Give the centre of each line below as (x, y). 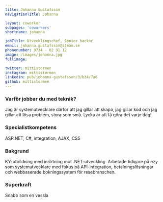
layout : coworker (23, 23)
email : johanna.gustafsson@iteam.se (42, 46)
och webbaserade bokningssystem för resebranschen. (60, 172)
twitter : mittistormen (28, 68)
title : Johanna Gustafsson (33, 10)
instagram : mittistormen (30, 73)
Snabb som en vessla (27, 195)
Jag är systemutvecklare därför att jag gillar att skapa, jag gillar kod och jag (81, 110)
